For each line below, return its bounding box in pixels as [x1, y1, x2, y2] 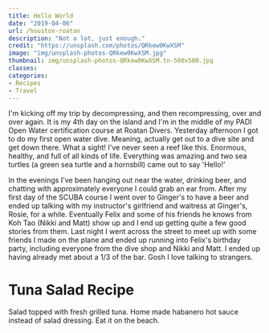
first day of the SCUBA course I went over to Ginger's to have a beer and [8, 192, 249, 202]
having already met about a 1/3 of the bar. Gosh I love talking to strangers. [8, 253, 253, 262]
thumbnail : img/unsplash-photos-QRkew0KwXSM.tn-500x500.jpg [8, 57, 214, 65]
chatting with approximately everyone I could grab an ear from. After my [8, 184, 247, 194]
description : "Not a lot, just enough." [8, 34, 146, 43]
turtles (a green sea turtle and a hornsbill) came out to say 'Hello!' [8, 160, 226, 170]
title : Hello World [8, 11, 74, 20]
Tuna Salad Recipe [8, 281, 135, 298]
